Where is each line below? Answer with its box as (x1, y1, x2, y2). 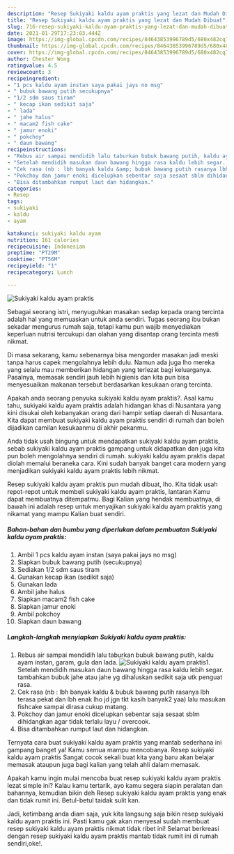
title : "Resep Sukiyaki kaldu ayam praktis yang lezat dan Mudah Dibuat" (7, 17, 226, 24)
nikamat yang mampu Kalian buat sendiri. (7, 509, 126, 518)
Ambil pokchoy (17, 610, 61, 618)
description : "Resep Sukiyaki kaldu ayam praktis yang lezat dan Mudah (7, 10, 219, 17)
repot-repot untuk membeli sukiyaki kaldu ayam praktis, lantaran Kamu (7, 487, 210, 495)
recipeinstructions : (7, 146, 68, 153)
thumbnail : (7, 42, 39, 49)
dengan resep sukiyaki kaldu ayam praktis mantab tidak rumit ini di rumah (7, 832, 219, 840)
